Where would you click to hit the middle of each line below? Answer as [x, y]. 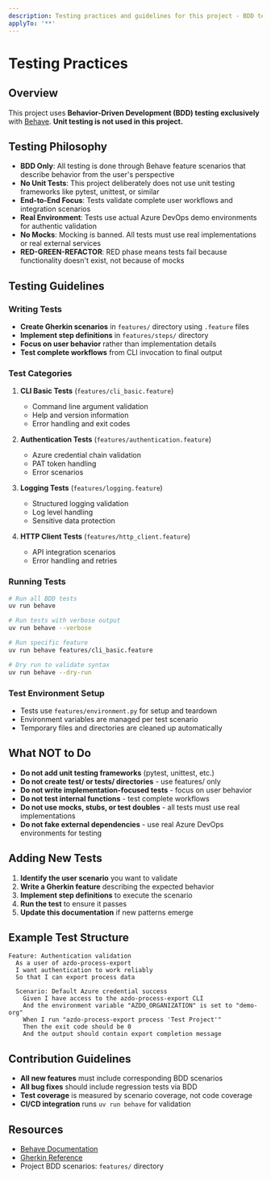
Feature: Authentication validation [70, 956]
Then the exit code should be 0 [77, 1027]
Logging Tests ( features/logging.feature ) [91, 488]
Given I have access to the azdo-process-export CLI [113, 999]
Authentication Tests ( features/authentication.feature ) [116, 439]
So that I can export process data [75, 978]
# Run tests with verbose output [65, 621]
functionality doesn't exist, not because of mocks [102, 260]
